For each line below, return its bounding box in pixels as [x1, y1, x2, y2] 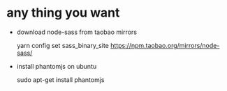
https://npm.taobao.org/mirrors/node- [110, 41, 220, 49]
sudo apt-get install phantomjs [16, 75, 105, 84]
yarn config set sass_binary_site [16, 41, 109, 49]
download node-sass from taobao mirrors [16, 28, 138, 36]
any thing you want [6, 5, 120, 21]
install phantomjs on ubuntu [16, 62, 97, 70]
